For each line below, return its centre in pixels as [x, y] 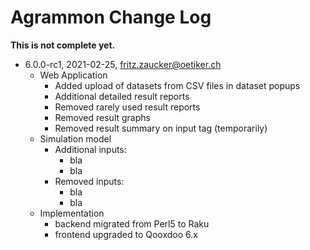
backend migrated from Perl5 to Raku [132, 223]
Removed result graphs [102, 117]
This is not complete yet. [63, 45]
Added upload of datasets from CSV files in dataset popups [177, 85]
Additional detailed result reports [122, 96]
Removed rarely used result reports [127, 107]
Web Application [73, 75]
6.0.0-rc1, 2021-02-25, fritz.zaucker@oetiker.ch [123, 64]
